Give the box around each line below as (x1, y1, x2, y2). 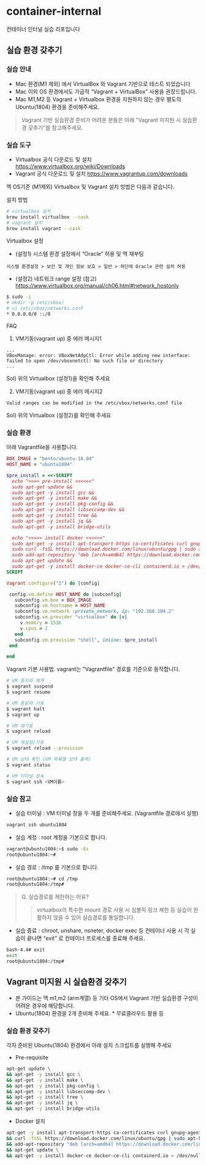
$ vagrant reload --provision (6, 745, 84, 752)
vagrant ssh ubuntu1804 (6, 821, 67, 828)
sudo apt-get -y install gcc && (12, 490, 95, 496)
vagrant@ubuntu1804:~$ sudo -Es (6, 845, 89, 852)
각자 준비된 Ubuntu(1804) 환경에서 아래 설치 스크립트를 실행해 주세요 (6, 1042, 172, 1048)
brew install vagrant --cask (6, 225, 81, 231)
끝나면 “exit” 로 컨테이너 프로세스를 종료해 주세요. (26, 934, 145, 942)
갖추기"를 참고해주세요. (28, 124, 83, 131)
